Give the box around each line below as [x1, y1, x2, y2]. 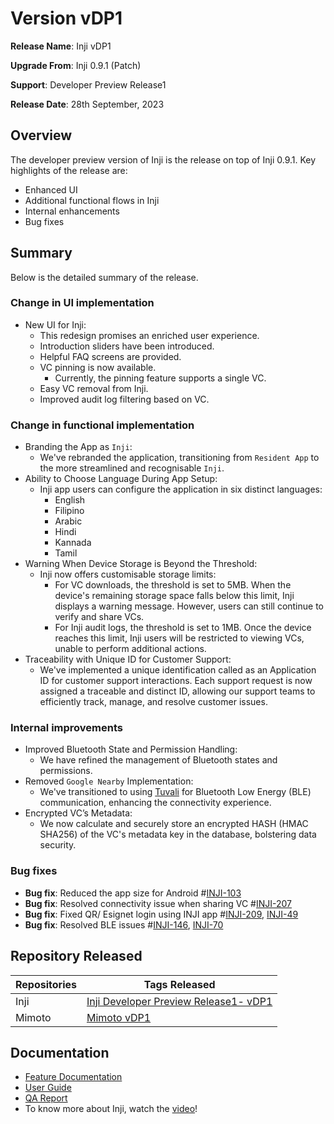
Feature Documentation [24, 1071, 123, 1083]
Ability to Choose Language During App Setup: [24, 473, 218, 485]
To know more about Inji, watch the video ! [24, 1103, 198, 1115]
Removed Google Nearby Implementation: [24, 775, 194, 787]
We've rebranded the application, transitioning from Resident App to [39, 452, 320, 464]
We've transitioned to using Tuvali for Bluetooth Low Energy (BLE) [39, 786, 312, 798]
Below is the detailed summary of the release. [10, 271, 199, 283]
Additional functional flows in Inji [24, 194, 160, 206]
